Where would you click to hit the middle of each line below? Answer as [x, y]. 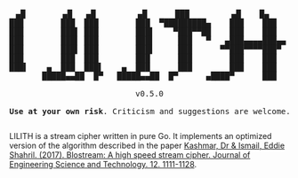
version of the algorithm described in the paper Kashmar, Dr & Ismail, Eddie [147, 145]
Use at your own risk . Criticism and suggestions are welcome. [150, 111]
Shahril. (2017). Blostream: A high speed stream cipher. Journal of [130, 155]
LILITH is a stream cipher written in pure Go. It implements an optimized [141, 136]
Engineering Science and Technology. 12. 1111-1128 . [103, 164]
